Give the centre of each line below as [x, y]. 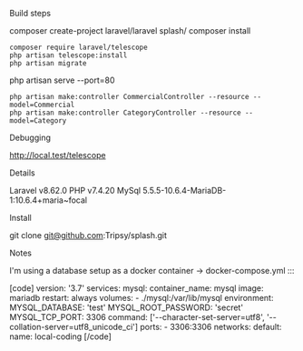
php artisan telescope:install [68, 55]
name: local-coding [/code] [60, 336]
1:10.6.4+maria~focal [49, 200]
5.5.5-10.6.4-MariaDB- [185, 191]
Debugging [30, 137]
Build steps [30, 13]
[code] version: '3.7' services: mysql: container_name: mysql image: [137, 288]
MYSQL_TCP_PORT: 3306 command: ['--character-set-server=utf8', [137, 317]
